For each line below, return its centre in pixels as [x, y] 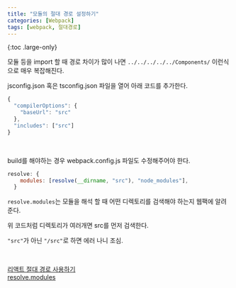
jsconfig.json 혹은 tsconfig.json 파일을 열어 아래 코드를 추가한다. [97, 86]
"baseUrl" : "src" [46, 113]
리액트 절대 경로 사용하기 [41, 270]
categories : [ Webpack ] [41, 21]
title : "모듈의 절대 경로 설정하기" [53, 14]
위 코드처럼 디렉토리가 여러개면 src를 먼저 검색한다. [78, 226]
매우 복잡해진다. [42, 71]
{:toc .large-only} [33, 48]
